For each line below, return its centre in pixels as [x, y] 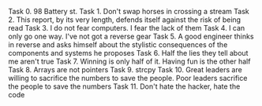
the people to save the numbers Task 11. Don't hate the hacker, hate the [124, 86]
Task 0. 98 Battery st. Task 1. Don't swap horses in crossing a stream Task [129, 11]
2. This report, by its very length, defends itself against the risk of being [125, 20]
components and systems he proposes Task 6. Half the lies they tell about [128, 53]
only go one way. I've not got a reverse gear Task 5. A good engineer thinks [131, 36]
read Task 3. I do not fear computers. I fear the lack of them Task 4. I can [127, 28]
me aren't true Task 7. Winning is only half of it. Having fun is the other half [129, 61]
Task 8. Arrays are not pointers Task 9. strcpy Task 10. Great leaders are [125, 69]
